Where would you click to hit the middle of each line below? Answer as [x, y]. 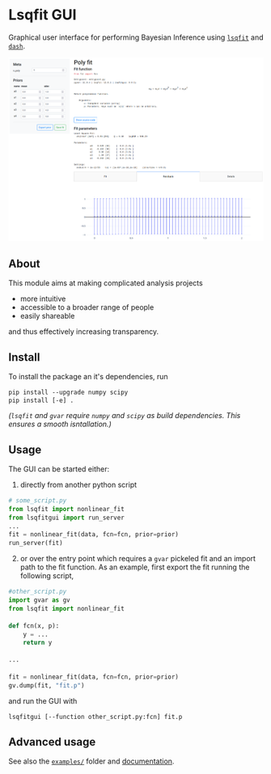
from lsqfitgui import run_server [67, 518]
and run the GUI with [43, 700]
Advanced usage [52, 742]
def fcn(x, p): [34, 626]
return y [38, 643]
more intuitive [43, 299]
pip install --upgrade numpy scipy [68, 393]
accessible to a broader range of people [87, 307]
